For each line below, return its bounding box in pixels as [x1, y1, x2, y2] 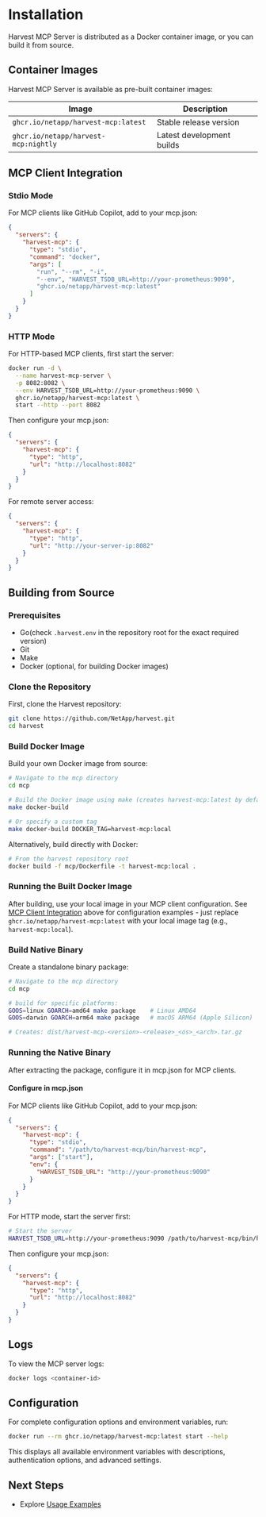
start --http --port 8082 [15, 401, 101, 410]
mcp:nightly [12, 139, 58, 148]
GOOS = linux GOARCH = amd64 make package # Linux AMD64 [8, 1007, 196, 1015]
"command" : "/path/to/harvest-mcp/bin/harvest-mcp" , [28, 1145, 207, 1154]
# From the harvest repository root [8, 855, 129, 863]
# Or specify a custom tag [8, 818, 97, 826]
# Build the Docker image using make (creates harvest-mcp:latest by [8, 796, 243, 804]
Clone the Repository [8, 681, 92, 692]
